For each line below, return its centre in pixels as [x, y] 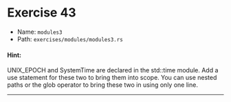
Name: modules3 [40, 32]
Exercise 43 [42, 13]
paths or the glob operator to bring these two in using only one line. [102, 85]
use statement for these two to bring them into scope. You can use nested [112, 78]
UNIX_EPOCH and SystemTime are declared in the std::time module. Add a [113, 70]
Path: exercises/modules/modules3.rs [70, 39]
